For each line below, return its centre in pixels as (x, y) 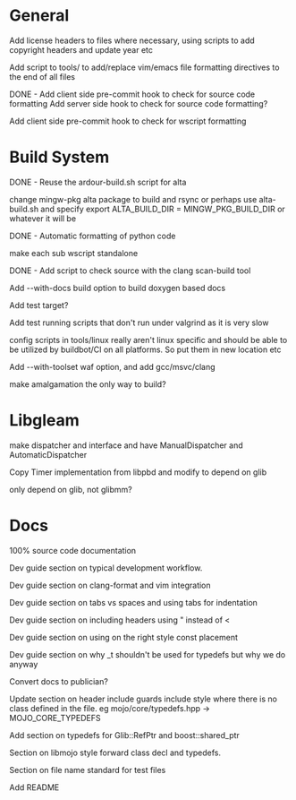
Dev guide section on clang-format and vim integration (110, 585)
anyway (24, 664)
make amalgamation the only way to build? (88, 384)
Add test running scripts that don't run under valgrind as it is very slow (139, 323)
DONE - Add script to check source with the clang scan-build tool (130, 271)
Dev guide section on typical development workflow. (106, 568)
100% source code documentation (73, 550)
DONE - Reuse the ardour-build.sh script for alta (98, 182)
